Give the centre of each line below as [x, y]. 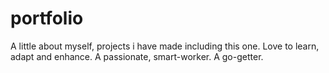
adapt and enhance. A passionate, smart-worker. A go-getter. [137, 56]
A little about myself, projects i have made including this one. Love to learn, [165, 46]
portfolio [47, 18]
